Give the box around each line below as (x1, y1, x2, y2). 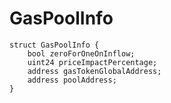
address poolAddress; (27, 75, 117, 85)
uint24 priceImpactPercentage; (27, 57, 158, 67)
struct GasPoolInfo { (9, 40, 100, 50)
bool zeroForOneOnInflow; (27, 48, 136, 59)
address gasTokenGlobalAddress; (27, 66, 162, 76)
